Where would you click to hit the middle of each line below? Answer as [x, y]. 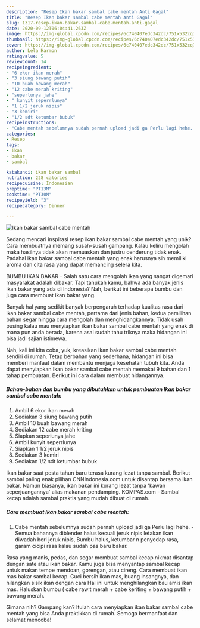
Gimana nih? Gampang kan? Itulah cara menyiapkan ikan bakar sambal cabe [100, 607]
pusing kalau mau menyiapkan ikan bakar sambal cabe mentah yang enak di [100, 326]
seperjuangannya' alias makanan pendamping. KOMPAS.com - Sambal [93, 492]
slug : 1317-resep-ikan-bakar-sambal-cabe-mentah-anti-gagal [82, 23]
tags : [13, 145]
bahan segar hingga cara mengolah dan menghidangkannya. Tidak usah [95, 319]
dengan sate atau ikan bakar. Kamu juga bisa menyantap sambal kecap [93, 564]
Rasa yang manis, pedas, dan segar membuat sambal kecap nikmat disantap [100, 558]
